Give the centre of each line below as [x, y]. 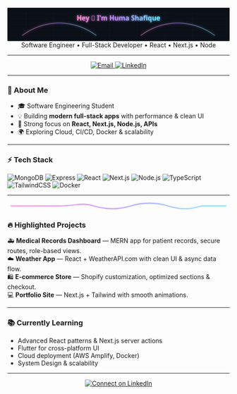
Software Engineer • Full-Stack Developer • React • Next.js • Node [119, 45]
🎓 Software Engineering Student [66, 106]
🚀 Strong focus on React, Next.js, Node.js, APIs [87, 123]
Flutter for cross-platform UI [59, 348]
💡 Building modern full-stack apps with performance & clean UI [111, 116]
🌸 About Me [28, 90]
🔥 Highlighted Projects [47, 225]
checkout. [22, 287]
